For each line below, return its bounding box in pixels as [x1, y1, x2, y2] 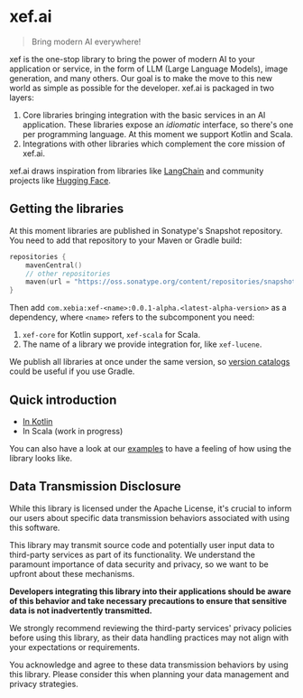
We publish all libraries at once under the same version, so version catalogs [9, 357, 290, 368]
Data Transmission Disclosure [9, 479, 182, 494]
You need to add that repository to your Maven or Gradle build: [9, 235, 243, 246]
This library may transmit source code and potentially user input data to [9, 539, 275, 550]
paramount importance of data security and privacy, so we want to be [9, 558, 269, 570]
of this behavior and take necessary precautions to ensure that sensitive [9, 595, 287, 606]
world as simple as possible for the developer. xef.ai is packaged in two [9, 82, 275, 93]
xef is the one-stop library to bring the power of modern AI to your [9, 53, 255, 64]
